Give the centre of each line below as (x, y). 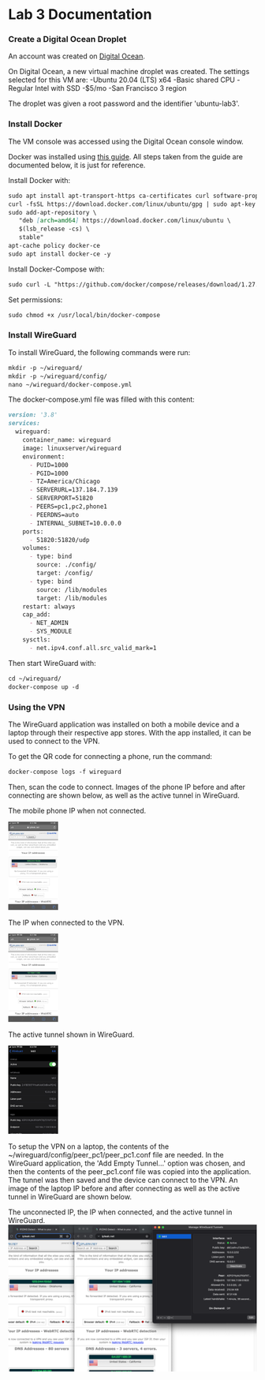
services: (24, 424)
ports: (33, 531)
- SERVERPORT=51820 (61, 499)
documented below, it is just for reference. (77, 165)
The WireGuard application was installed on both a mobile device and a (124, 724)
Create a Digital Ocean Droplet (67, 39)
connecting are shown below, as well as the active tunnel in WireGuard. (124, 795)
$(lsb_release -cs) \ (54, 229)
